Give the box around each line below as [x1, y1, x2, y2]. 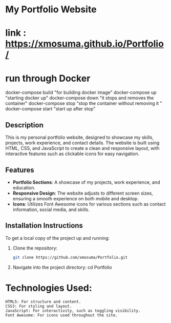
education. [12, 184, 36, 191]
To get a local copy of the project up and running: [5, 235, 110, 241]
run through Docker [5, 72, 91, 84]
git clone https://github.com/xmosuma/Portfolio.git [12, 255, 128, 260]
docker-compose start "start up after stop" [5, 106, 96, 112]
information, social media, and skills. [12, 206, 90, 213]
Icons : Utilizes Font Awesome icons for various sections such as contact [12, 201, 166, 207]
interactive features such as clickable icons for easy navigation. [5, 150, 140, 157]
